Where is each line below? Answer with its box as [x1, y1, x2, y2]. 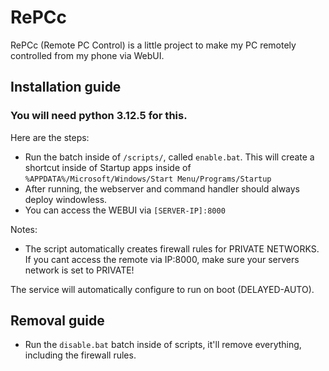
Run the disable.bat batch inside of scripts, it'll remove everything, [24, 339, 302, 351]
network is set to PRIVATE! [24, 264, 135, 276]
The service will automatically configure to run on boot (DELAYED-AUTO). [10, 283, 315, 295]
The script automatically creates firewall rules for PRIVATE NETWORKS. [24, 242, 320, 255]
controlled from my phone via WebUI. [10, 49, 165, 61]
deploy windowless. [24, 193, 108, 205]
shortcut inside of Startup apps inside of [24, 161, 192, 173]
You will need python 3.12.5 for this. [10, 109, 188, 123]
